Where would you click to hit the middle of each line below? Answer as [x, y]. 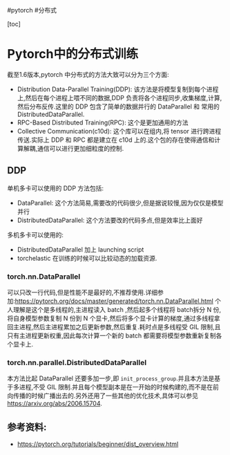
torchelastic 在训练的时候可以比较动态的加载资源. [87, 258]
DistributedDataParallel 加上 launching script [80, 249]
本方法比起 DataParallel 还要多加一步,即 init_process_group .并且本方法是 [111, 378]
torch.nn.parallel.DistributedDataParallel [77, 362]
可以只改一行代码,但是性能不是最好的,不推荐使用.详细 [83, 292]
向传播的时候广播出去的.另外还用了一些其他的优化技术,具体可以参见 [103, 396]
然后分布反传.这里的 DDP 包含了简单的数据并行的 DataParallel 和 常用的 [118, 106]
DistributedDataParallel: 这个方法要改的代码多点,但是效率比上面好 [110, 220]
